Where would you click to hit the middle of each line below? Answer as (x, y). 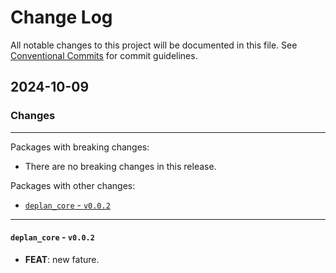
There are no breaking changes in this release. (120, 166)
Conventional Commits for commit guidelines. (104, 55)
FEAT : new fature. (62, 259)
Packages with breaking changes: (80, 147)
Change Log (61, 17)
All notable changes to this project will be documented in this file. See (154, 45)
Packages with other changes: (73, 185)
